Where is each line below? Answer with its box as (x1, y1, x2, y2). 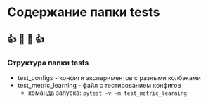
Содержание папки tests (7, 4, 160, 20)
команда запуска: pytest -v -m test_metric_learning (27, 89, 188, 97)
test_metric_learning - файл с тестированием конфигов (17, 81, 181, 89)
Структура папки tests (7, 58, 89, 67)
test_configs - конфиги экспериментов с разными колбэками (17, 73, 202, 82)
